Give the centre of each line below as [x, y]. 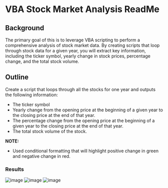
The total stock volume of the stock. [50, 131]
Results [15, 169]
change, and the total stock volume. [42, 61]
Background [25, 28]
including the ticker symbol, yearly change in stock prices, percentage [78, 56]
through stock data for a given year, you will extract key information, [76, 51]
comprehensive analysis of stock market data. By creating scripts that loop [82, 45]
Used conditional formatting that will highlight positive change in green [86, 151]
